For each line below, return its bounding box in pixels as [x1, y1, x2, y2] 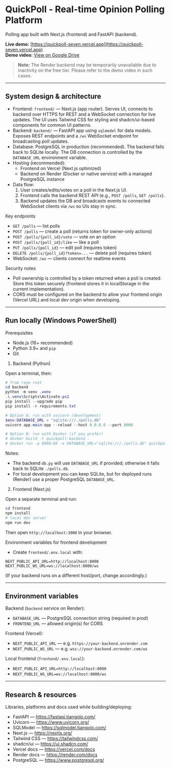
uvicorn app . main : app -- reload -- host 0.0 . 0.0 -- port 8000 [5, 422, 133, 427]
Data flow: [12, 181, 35, 187]
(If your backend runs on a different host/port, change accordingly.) [5, 572, 148, 579]
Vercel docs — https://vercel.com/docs [12, 746, 95, 752]
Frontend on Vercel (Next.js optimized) [20, 165, 102, 171]
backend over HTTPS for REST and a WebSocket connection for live [12, 111, 156, 117]
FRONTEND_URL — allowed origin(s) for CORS [12, 620, 103, 627]
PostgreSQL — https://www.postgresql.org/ [12, 757, 104, 763]
